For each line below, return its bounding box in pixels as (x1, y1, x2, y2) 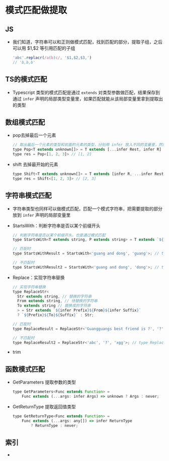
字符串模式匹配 (5, 192, 52, 200)
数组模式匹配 (5, 118, 45, 126)
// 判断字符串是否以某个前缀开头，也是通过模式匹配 (12, 232, 106, 238)
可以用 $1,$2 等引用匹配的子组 (12, 45, 75, 51)
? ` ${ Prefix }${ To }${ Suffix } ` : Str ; (17, 313, 94, 318)
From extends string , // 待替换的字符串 (17, 299, 98, 304)
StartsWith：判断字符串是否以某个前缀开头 (12, 222, 101, 229)
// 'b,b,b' (12, 60, 36, 65)
